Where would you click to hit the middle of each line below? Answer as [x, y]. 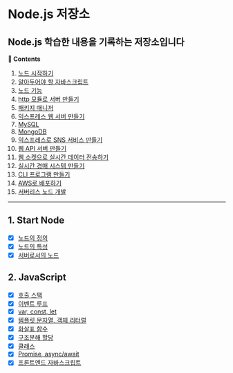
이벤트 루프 [33, 303]
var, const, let [37, 311]
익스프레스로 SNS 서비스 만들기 [60, 140]
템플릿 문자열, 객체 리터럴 [52, 320]
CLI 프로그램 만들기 [44, 174]
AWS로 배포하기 [39, 183]
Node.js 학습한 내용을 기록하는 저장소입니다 [96, 42]
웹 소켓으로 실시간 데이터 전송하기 [63, 157]
